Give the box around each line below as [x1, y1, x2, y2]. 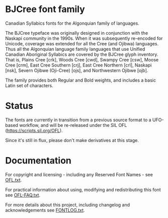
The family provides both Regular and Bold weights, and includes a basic [5, 77, 156, 83]
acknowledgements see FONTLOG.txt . [5, 207, 85, 213]
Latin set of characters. [5, 82, 54, 89]
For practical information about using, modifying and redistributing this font [5, 186, 161, 192]
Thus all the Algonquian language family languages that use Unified [5, 46, 145, 52]
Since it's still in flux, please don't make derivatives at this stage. [5, 137, 139, 143]
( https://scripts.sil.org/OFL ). [5, 127, 63, 133]
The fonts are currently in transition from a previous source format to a [5, 117, 152, 123]
